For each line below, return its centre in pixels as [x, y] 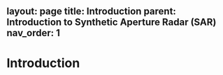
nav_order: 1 [34, 33]
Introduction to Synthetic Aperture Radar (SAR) [111, 23]
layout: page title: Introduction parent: [91, 11]
